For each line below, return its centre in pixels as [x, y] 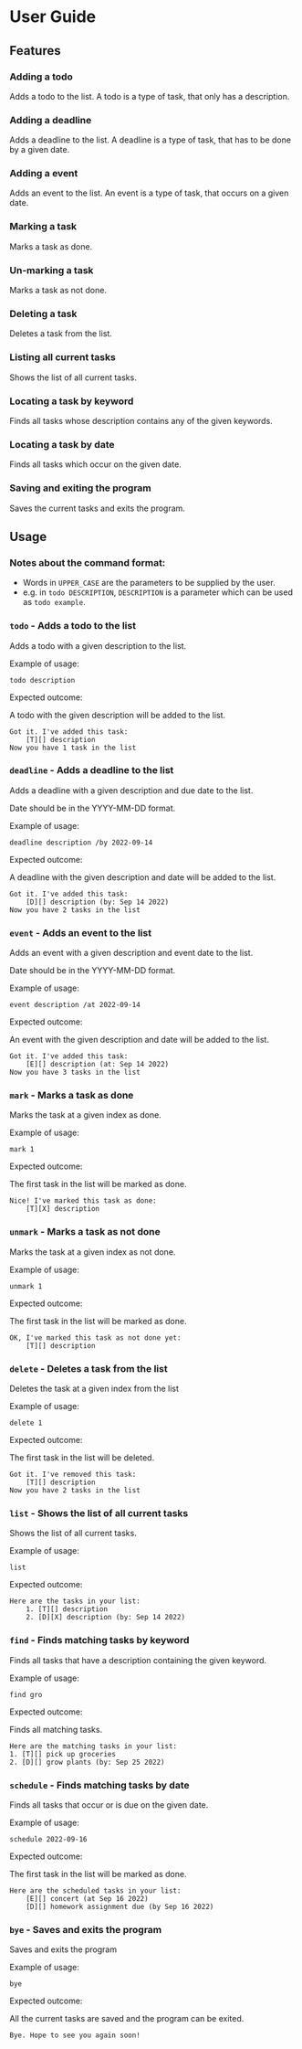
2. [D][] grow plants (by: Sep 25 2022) [88, 1762]
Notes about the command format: [88, 562]
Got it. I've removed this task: [73, 1475]
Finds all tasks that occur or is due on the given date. [109, 1805]
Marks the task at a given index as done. [85, 1115]
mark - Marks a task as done [72, 1096]
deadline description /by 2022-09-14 [81, 843]
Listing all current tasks [62, 357]
